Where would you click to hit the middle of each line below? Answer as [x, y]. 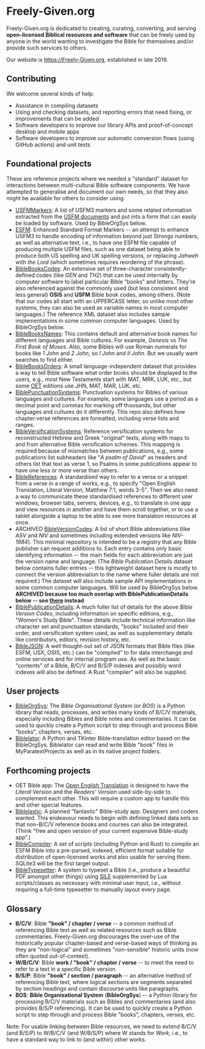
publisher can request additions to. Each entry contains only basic [99, 548]
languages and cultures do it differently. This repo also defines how [100, 412]
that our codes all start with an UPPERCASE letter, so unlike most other [104, 301]
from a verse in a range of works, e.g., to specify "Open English [95, 483]
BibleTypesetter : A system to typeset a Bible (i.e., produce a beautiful [102, 870]
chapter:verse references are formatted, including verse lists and [97, 418]
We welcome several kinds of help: [50, 94]
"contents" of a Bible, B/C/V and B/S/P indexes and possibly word [98, 665]
